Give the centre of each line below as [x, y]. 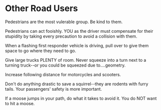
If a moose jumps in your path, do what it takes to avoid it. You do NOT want [81, 98]
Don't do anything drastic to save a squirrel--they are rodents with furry [77, 84]
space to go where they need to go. [41, 51]
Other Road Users [42, 8]
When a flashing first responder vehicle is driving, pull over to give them [77, 45]
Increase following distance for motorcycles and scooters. [63, 74]
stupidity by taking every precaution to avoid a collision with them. [71, 36]
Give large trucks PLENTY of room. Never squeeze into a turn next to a [76, 60]
